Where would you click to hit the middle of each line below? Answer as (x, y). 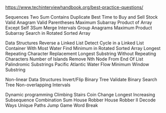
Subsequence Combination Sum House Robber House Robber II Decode (80, 100)
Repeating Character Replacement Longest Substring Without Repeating (81, 53)
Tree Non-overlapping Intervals (38, 85)
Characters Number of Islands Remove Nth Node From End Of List (74, 59)
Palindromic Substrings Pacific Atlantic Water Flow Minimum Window (77, 64)
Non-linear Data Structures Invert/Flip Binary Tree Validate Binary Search (81, 79)
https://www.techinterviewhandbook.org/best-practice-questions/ (74, 7)
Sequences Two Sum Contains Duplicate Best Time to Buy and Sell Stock (81, 17)
